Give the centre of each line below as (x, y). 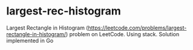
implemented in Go (30, 40)
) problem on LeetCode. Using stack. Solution (123, 34)
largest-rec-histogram (64, 11)
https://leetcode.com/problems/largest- (137, 28)
